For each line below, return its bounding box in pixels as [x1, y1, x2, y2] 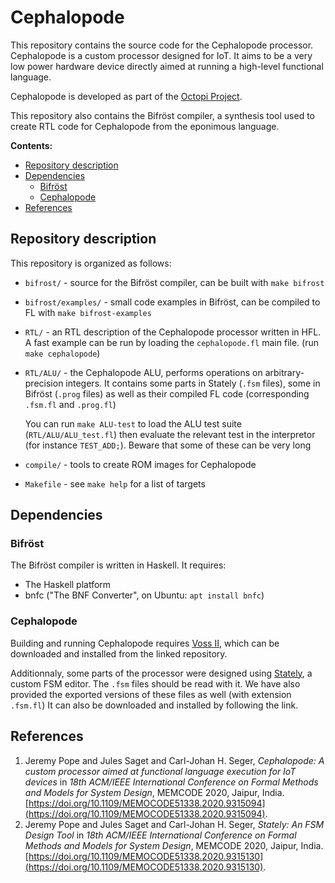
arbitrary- [264, 366, 305, 378]
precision [24, 377, 64, 389]
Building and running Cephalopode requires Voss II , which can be [10, 637, 280, 649]
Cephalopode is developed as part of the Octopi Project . [10, 90, 243, 102]
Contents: [10, 139, 53, 151]
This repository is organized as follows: [10, 257, 172, 269]
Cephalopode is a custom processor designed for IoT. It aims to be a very [10, 49, 313, 61]
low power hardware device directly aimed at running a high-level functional [10, 60, 324, 72]
